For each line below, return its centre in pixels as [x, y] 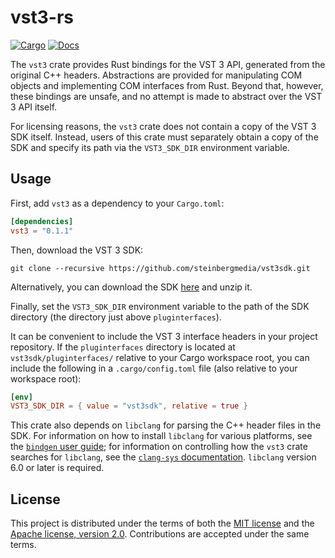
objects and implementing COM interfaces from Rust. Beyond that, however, [167, 85]
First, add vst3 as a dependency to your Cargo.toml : [117, 203]
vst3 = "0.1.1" [42, 231]
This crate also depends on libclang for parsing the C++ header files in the [166, 425]
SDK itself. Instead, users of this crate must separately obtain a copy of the [164, 137]
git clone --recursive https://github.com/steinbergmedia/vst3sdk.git [160, 268]
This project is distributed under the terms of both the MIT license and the [162, 523]
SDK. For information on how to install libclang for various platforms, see [161, 436]
